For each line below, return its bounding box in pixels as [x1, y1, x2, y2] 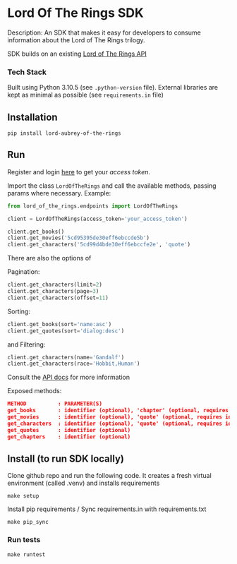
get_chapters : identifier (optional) [7, 433, 131, 440]
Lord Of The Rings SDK [7, 5, 144, 21]
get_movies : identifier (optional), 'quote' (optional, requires [7, 414, 222, 421]
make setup [7, 493, 39, 500]
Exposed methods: [7, 387, 62, 395]
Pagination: [7, 268, 40, 276]
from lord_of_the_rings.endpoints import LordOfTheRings [7, 203, 178, 210]
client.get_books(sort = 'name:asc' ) [7, 320, 112, 328]
